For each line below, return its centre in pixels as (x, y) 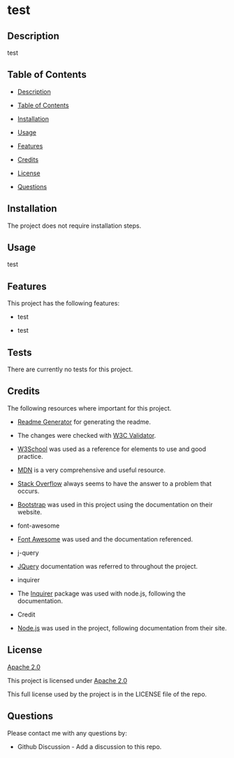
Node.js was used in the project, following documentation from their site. (122, 628)
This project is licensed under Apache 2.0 (67, 680)
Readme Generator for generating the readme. (84, 422)
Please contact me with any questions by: (67, 733)
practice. (30, 456)
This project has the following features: (64, 303)
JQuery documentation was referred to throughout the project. (107, 566)
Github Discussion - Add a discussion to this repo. (89, 746)
